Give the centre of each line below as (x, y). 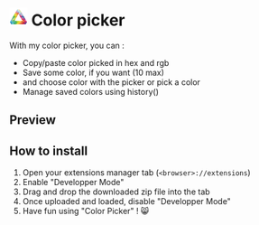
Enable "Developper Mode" (73, 183)
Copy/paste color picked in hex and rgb (96, 62)
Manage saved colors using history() (91, 91)
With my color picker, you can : (67, 45)
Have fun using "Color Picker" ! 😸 (86, 211)
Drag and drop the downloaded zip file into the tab (116, 192)
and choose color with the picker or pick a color (111, 82)
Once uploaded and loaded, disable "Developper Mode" (127, 202)
